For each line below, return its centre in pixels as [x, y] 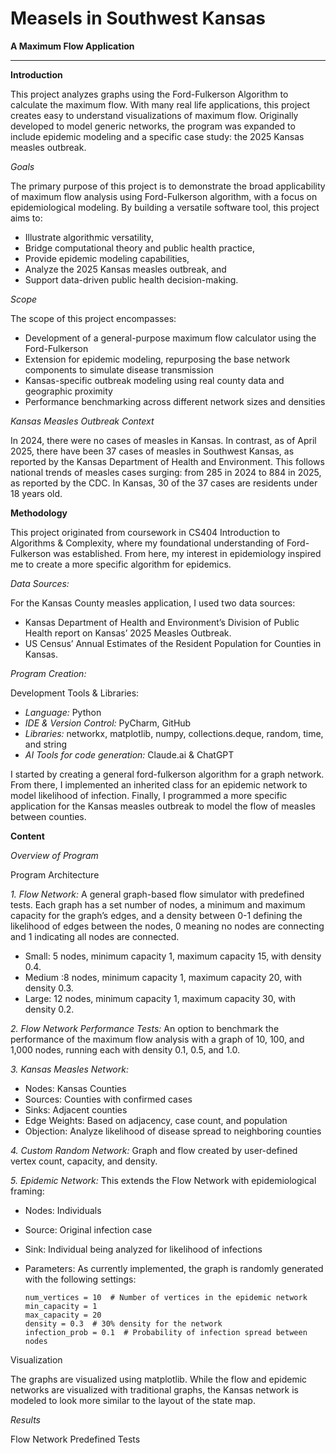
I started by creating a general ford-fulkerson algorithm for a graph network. [167, 774]
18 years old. [36, 493]
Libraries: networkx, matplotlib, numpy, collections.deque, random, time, [174, 733]
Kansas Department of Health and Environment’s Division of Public [162, 622]
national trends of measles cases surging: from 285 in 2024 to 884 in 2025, [166, 472]
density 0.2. [49, 1009]
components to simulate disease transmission [119, 369]
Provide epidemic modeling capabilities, [107, 258]
